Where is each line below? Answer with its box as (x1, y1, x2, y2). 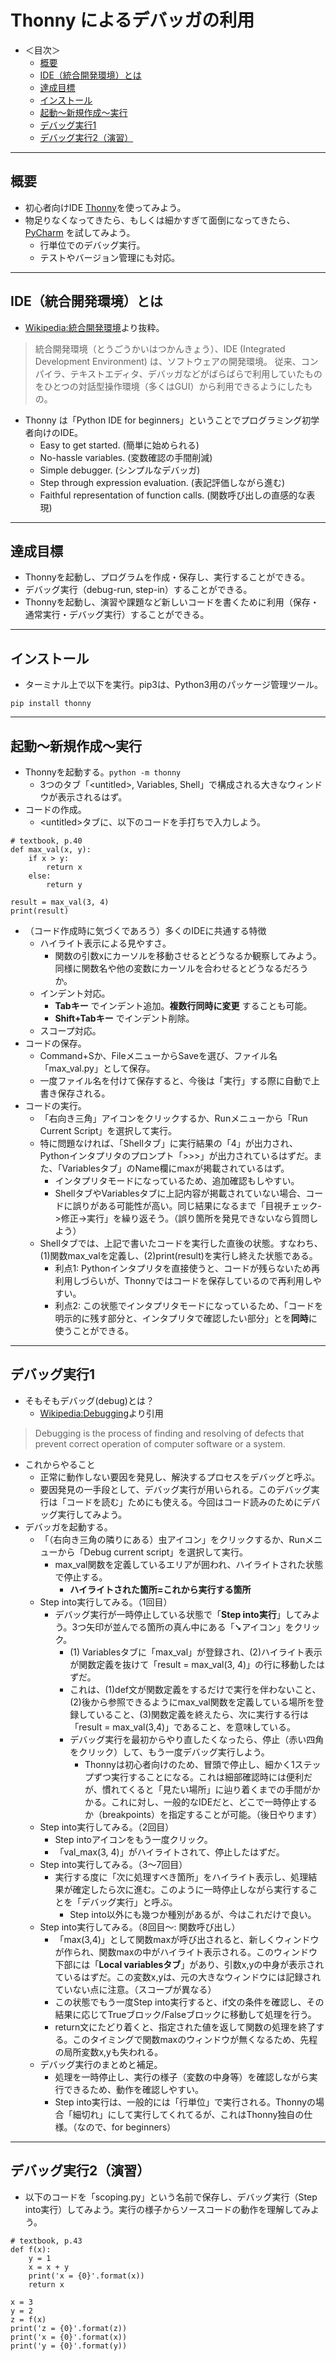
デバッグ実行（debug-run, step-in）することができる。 (24, 584, 253, 596)
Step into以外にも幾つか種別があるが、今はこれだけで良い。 (69, 1908, 317, 1920)
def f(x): (10, 2244, 52, 2255)
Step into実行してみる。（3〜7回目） (39, 1858, 188, 1870)
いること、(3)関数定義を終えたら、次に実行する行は (95, 1708, 310, 1720)
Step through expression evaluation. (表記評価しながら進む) (39, 476, 285, 488)
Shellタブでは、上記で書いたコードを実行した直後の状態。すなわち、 (39, 1237, 323, 1249)
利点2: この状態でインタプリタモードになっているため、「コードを (54, 1300, 324, 1311)
